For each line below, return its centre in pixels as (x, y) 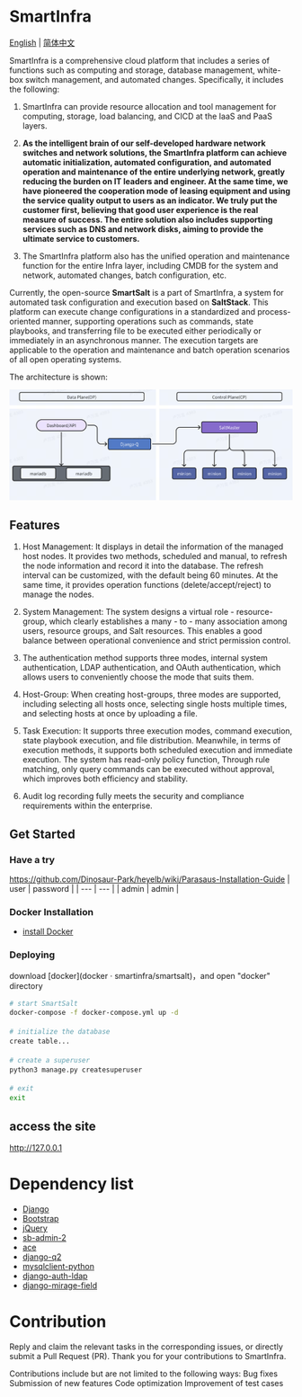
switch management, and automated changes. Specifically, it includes (155, 79)
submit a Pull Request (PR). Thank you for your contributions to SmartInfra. (148, 1356)
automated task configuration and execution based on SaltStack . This (139, 302)
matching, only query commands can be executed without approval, (148, 770)
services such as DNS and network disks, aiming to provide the (142, 229)
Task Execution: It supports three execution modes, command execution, (157, 731)
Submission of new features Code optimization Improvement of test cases (147, 1383)
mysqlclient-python (58, 1266)
